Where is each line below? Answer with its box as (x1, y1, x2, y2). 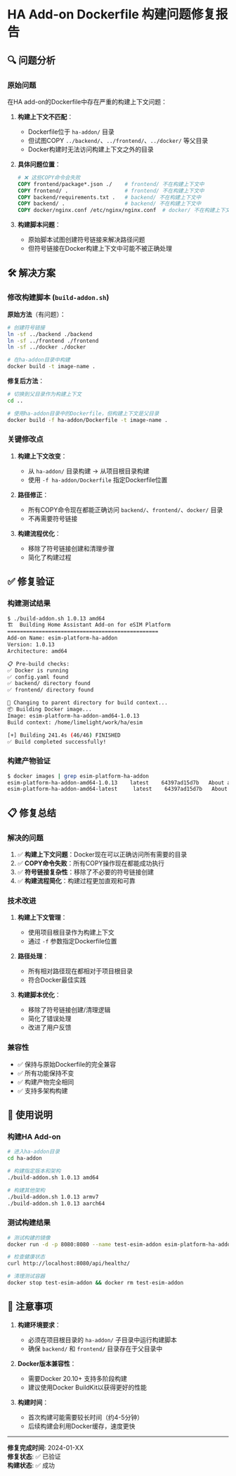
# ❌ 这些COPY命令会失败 (17, 174, 81, 181)
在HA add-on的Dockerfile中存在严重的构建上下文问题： (7, 97, 167, 106)
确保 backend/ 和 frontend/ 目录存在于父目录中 (27, 1344, 163, 1353)
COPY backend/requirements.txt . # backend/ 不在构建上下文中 (17, 194, 202, 201)
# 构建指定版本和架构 (7, 1168, 61, 1175)
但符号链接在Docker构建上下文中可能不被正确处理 (27, 244, 172, 253)
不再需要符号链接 (27, 514, 78, 523)
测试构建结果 (7, 1218, 51, 1227)
